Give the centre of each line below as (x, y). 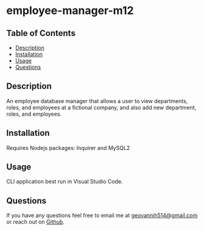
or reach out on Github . (36, 222)
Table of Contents (41, 33)
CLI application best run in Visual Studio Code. (65, 182)
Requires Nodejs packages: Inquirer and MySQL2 (68, 147)
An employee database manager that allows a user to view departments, (97, 101)
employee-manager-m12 (70, 11)
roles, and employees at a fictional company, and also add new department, (101, 107)
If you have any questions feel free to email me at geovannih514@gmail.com (102, 215)
